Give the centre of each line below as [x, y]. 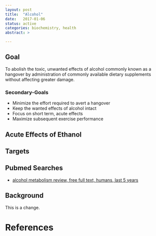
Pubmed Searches [34, 168]
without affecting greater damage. [40, 79]
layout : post [19, 10]
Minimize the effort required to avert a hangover [61, 103]
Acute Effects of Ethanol [43, 134]
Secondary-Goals [27, 92]
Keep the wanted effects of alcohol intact [54, 108]
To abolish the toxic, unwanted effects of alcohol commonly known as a [78, 69]
